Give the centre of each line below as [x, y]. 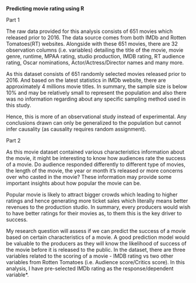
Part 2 [13, 140]
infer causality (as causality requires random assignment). [76, 129]
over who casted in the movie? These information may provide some [89, 177]
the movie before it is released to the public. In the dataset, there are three [96, 250]
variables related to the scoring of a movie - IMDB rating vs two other [90, 256]
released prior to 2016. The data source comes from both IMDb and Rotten [96, 37]
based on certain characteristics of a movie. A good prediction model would [98, 237]
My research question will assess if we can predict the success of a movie [96, 231]
